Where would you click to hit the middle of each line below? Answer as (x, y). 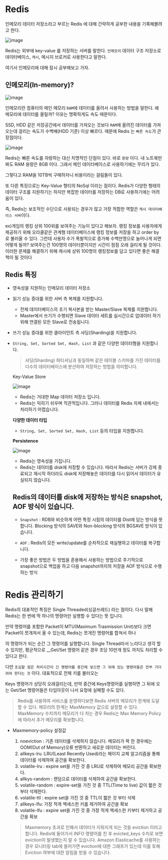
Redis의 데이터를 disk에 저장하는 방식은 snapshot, (88, 497)
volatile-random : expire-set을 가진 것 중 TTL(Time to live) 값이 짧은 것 (91, 785)
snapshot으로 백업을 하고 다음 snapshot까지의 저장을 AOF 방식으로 (86, 566)
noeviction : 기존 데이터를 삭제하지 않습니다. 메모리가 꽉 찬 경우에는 (86, 741)
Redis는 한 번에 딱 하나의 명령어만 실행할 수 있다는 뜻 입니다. (64, 616)
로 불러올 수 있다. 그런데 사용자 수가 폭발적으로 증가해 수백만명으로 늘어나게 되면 (83, 238)
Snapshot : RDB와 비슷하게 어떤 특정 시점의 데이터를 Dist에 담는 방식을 (89, 520)
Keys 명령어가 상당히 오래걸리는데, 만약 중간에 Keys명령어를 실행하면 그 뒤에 (80, 684)
